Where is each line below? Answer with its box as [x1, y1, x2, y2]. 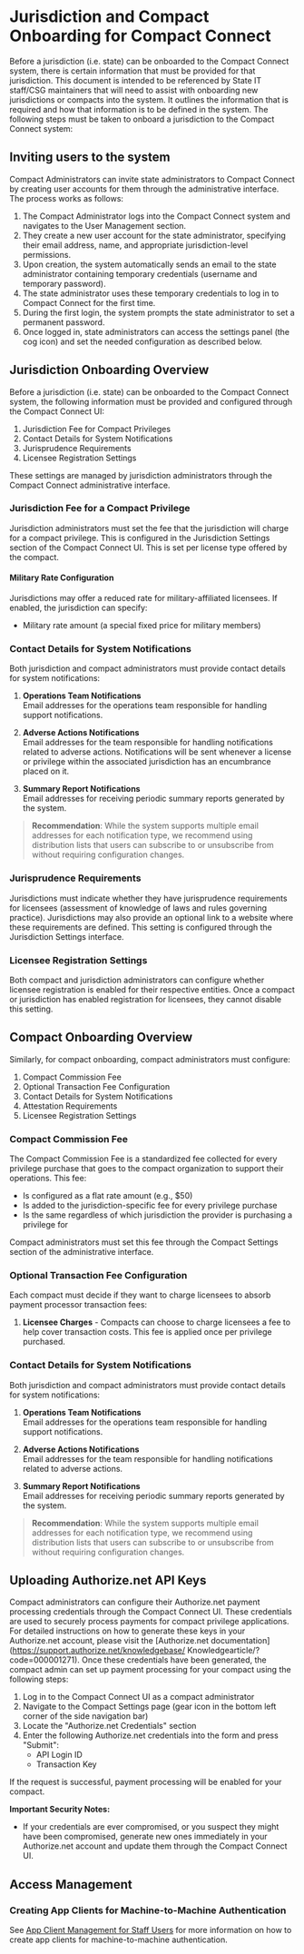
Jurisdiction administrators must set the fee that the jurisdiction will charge [9, 522, 289, 533]
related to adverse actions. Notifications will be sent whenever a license [22, 746, 292, 757]
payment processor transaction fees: [9, 1299, 148, 1310]
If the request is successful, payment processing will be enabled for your [9, 1777, 282, 1788]
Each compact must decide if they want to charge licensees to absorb [9, 1289, 271, 1300]
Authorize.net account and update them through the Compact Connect [22, 1841, 288, 1851]
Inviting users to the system [9, 150, 171, 165]
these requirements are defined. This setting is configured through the [9, 922, 272, 933]
